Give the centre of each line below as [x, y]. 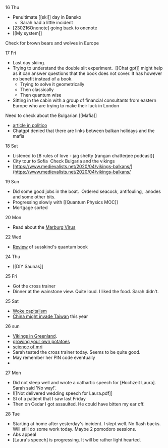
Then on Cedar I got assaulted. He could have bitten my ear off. [78, 404]
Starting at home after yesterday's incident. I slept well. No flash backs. [87, 424]
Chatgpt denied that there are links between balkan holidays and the [83, 131]
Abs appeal [24, 434]
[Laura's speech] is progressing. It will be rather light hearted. [77, 440]
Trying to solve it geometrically [52, 84]
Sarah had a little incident [46, 23]
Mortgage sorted [30, 208]
